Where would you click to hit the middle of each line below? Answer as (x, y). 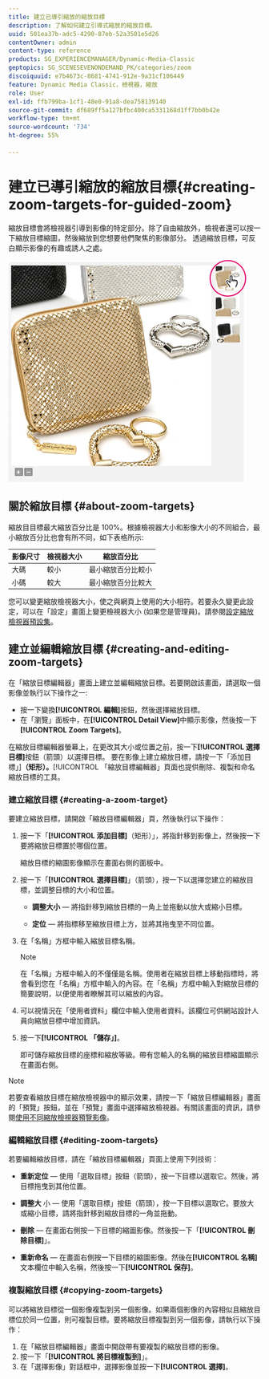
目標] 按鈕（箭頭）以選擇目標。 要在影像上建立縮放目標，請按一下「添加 (126, 756)
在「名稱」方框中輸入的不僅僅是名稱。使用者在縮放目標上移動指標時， (136, 974)
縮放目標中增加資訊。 (69, 1021)
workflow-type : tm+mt (44, 119)
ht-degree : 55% (34, 136)
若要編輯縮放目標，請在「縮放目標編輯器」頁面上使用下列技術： (113, 1159)
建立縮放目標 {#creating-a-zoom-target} (88, 800)
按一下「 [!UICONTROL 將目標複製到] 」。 (86, 1357)
